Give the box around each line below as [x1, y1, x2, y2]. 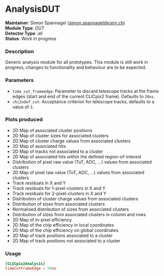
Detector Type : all [5, 30, 43, 36]
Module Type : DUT [5, 25, 45, 31]
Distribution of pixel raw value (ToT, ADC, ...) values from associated [12, 159, 152, 165]
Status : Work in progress [5, 36, 56, 42]
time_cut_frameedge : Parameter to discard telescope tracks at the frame [12, 88, 159, 94]
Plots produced [5, 116, 43, 123]
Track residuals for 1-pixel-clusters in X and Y [12, 185, 106, 191]
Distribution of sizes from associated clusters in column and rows [12, 211, 146, 217]
